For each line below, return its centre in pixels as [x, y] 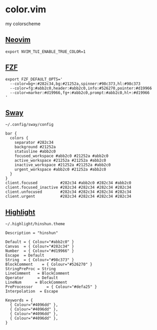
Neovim [18, 40]
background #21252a [35, 147]
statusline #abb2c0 [35, 152]
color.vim [26, 9]
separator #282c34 [34, 143]
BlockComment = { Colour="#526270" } [49, 265]
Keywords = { [19, 300]
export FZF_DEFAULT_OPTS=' [34, 79]
